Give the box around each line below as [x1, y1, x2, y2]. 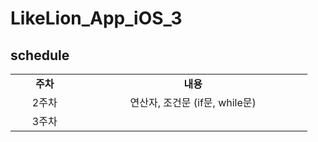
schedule [10, 47, 70, 64]
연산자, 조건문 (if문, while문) [129, 96, 257, 109]
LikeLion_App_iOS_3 [10, 7, 183, 30]
